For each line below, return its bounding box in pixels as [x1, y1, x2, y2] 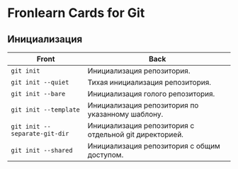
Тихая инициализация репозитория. [87, 78, 211, 87]
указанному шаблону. [87, 110, 164, 119]
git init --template [11, 106, 80, 114]
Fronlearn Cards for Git [7, 5, 145, 21]
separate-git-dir [11, 129, 69, 137]
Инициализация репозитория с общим [87, 141, 221, 151]
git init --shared [11, 146, 73, 154]
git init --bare [11, 90, 66, 98]
